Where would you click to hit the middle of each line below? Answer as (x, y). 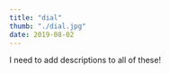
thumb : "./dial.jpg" (48, 26)
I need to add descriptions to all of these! (85, 60)
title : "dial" (36, 18)
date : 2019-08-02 (42, 34)
